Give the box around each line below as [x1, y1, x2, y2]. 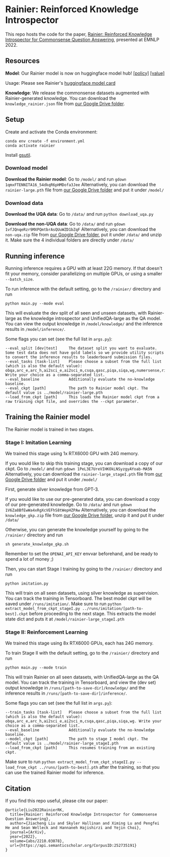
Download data [5, 199, 44, 207]
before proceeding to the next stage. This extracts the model [29, 610, 156, 617]
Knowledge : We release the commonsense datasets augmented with [5, 90, 149, 96]
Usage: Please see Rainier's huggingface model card [5, 80, 116, 86]
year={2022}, [10, 834, 37, 839]
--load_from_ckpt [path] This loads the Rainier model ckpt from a [5, 394, 159, 399]
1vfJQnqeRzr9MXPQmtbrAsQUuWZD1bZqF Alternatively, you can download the [5, 226, 156, 232]
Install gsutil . [5, 152, 32, 158]
